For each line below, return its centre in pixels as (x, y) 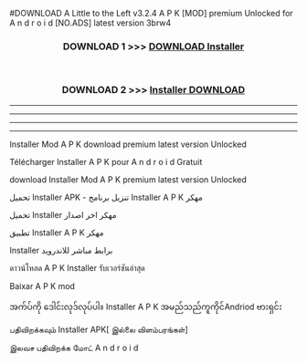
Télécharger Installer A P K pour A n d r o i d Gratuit (106, 161)
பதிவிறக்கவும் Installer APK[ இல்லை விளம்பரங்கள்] (99, 329)
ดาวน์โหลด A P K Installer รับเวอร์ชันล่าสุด (77, 267)
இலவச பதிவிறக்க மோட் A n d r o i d (74, 347)
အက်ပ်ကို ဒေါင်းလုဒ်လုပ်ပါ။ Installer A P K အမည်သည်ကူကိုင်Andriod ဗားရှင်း (146, 306)
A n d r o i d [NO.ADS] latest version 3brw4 (90, 23)
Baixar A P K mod (42, 285)
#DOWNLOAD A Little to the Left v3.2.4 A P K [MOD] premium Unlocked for (152, 13)
